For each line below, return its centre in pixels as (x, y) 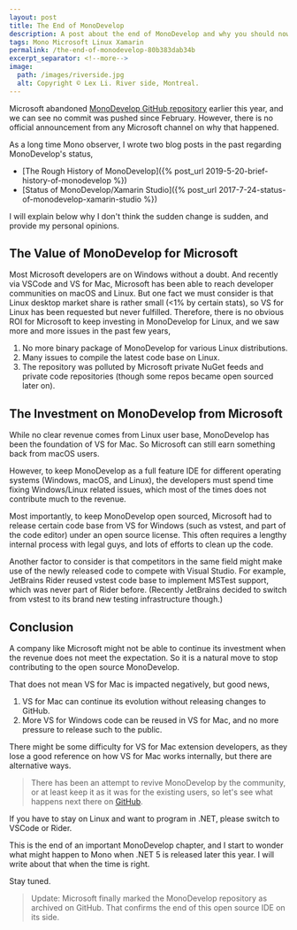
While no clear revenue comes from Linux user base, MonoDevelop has (139, 435)
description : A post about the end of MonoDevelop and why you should (142, 34)
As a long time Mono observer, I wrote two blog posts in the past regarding (145, 144)
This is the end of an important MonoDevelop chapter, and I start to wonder (146, 845)
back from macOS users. (54, 454)
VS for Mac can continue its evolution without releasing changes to (144, 702)
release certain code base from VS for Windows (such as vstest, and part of (148, 526)
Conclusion (42, 627)
